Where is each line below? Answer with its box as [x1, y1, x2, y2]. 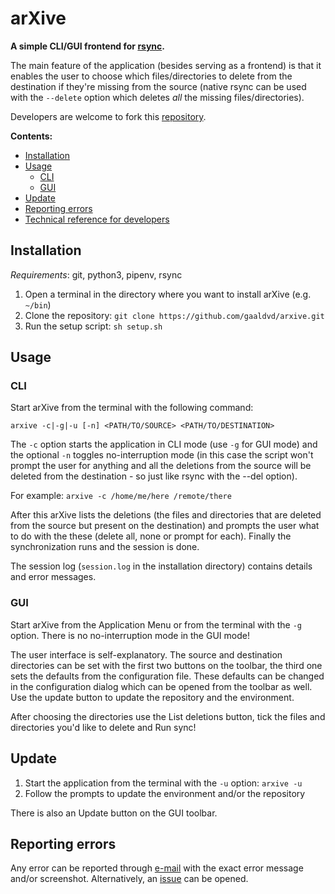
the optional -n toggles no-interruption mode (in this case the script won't [10, 449, 314, 461]
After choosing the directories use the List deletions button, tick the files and [10, 710, 326, 722]
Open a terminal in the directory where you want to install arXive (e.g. [24, 288, 312, 300]
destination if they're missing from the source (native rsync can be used [10, 80, 307, 92]
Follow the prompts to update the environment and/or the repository [24, 787, 306, 799]
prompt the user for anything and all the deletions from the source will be [10, 460, 312, 472]
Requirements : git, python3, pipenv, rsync [10, 268, 183, 281]
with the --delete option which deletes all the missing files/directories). [10, 91, 305, 103]
